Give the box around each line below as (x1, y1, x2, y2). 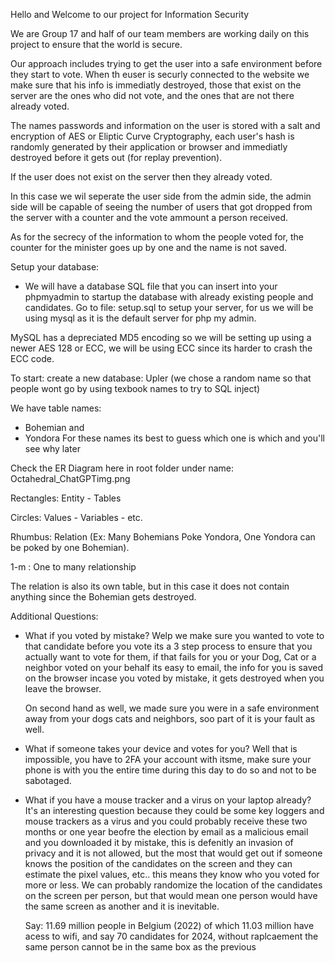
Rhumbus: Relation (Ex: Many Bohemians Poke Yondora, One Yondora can (10, 531, 316, 543)
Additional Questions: (10, 610, 99, 622)
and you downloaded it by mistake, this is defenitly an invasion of (24, 837, 294, 848)
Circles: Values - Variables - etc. (10, 512, 143, 523)
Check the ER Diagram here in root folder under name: (10, 462, 234, 474)
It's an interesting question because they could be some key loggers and (24, 805, 325, 816)
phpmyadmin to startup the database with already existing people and (24, 291, 314, 303)
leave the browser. (24, 683, 102, 694)
